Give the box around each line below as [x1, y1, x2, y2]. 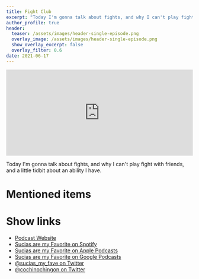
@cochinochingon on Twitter [14, 265, 86, 273]
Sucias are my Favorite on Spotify [14, 240, 97, 248]
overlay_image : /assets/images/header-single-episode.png [11, 36, 158, 42]
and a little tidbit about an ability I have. [6, 167, 102, 174]
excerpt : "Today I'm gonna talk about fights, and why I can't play [6, 14, 179, 20]
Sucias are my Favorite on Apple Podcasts [14, 247, 118, 254]
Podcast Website [14, 234, 56, 241]
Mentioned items [6, 188, 92, 201]
